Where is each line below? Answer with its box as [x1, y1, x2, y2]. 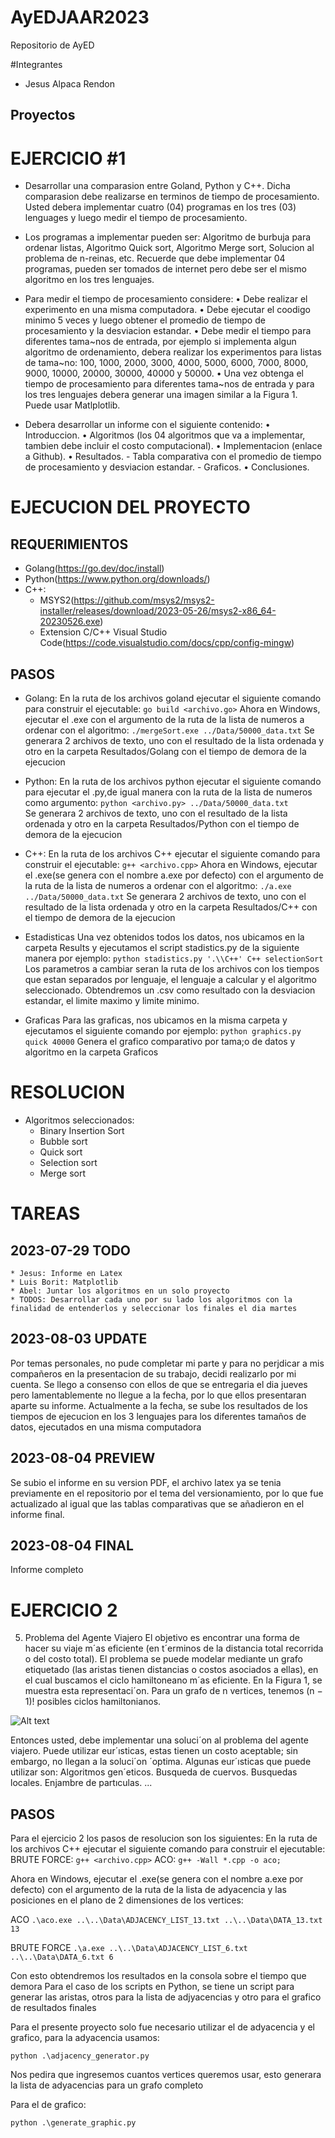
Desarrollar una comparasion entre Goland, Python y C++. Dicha [24, 180, 291, 192]
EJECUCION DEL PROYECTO [10, 496, 251, 519]
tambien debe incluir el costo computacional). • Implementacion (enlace [24, 440, 323, 452]
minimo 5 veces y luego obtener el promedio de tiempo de [24, 314, 266, 326]
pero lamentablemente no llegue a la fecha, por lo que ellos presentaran [10, 1389, 307, 1401]
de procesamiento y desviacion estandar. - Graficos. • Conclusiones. [24, 461, 310, 473]
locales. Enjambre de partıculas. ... [10, 1777, 153, 1789]
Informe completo [10, 1564, 84, 1576]
